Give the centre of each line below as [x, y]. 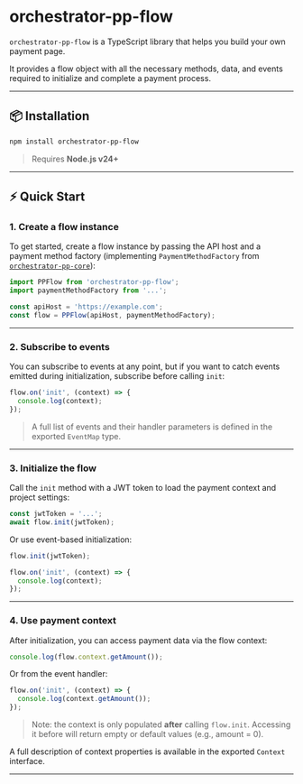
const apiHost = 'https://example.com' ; [87, 307]
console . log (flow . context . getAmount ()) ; [87, 657]
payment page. [37, 51]
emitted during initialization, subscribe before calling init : [117, 376]
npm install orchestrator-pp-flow [74, 142]
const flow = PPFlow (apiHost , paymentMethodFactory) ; [113, 315]
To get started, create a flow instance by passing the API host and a [135, 246]
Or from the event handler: [59, 674]
